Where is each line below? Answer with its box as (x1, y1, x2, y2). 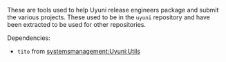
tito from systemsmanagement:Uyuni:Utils (17, 48, 140, 55)
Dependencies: (7, 34, 50, 42)
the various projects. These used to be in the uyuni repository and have (7, 13, 211, 21)
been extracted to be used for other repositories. (7, 21, 147, 28)
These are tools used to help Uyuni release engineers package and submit (7, 6, 219, 14)
